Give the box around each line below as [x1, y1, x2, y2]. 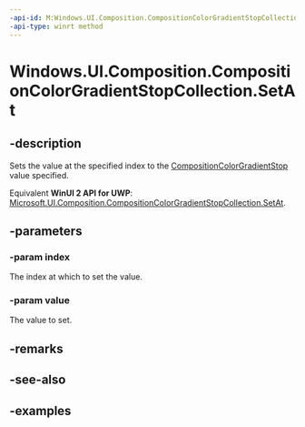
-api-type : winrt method [9, 22, 103, 31]
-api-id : [9, 13, 43, 23]
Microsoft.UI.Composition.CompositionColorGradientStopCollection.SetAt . [9, 197, 286, 208]
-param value [9, 294, 70, 307]
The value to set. [9, 315, 73, 326]
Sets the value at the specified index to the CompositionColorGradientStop [9, 160, 289, 171]
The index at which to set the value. [9, 271, 143, 282]
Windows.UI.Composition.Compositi [9, 61, 291, 82]
